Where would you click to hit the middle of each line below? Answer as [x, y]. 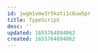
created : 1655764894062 [41, 39]
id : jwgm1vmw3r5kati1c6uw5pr [49, 13]
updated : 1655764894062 [41, 33]
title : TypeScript [33, 20]
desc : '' [20, 26]
